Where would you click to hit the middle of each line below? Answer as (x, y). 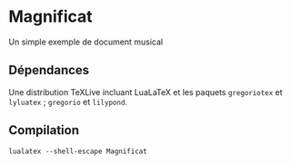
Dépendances (49, 70)
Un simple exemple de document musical (86, 42)
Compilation (44, 130)
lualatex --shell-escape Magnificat (78, 151)
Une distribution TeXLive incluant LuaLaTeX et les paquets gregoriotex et (146, 92)
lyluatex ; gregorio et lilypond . (68, 102)
